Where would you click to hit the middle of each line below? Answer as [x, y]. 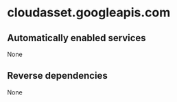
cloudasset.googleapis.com [89, 13]
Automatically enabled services [76, 38]
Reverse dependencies [57, 76]
